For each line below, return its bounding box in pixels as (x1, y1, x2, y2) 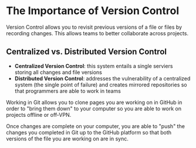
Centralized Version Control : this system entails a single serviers (14, 62, 173, 69)
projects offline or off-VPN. (6, 111, 72, 118)
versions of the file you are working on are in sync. (6, 135, 129, 142)
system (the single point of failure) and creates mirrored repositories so (14, 81, 187, 88)
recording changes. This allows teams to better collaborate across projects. (6, 29, 189, 36)
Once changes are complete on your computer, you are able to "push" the (6, 122, 185, 130)
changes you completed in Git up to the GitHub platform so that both (6, 129, 172, 136)
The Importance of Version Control (6, 4, 180, 18)
